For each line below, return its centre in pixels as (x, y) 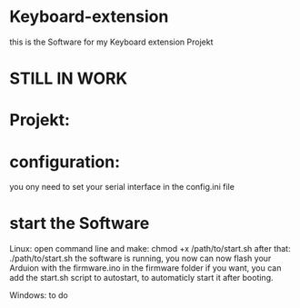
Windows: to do (39, 295)
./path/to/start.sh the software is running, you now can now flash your (140, 258)
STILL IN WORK (69, 79)
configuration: (65, 162)
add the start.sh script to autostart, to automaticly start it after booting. (142, 278)
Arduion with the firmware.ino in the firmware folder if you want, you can (145, 268)
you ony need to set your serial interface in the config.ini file (122, 187)
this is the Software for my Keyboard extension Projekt (111, 42)
